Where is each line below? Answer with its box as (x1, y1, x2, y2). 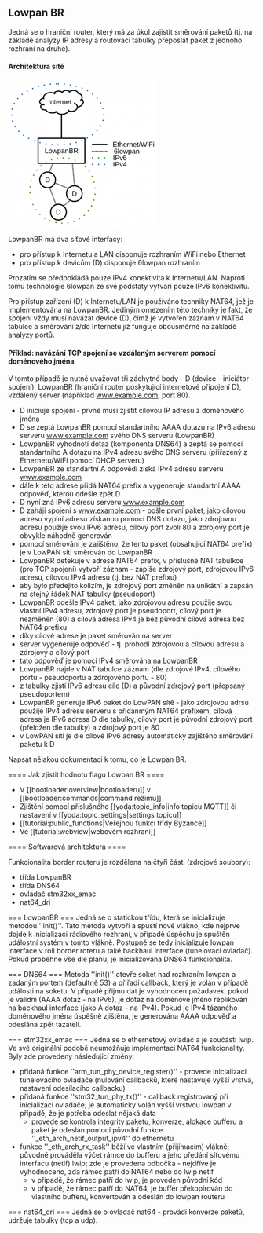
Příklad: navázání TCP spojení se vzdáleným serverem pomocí (8, 348, 216, 357)
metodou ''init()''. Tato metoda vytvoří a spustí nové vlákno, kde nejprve (8, 921, 241, 931)
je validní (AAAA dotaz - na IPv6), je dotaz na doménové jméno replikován (8, 995, 247, 1004)
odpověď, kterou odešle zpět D (19, 489, 121, 499)
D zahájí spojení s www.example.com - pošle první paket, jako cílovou (19, 506, 246, 515)
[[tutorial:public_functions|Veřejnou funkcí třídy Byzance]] (19, 818, 207, 828)
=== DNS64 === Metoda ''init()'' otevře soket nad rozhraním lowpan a (8, 970, 236, 979)
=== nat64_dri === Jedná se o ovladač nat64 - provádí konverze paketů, (8, 1207, 245, 1217)
